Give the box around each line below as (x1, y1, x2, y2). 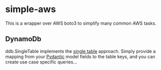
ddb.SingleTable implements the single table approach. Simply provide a (5, 48, 156, 54)
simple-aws (5, 4, 56, 15)
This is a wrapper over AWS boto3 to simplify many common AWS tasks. (5, 20, 156, 26)
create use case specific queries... (5, 59, 77, 65)
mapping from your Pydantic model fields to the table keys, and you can (5, 53, 155, 59)
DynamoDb (5, 35, 42, 43)
